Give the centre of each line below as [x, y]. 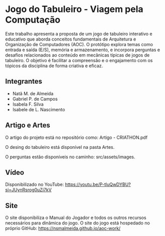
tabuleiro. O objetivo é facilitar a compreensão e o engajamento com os [79, 60]
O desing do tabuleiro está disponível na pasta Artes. [60, 147]
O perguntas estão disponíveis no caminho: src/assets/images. [70, 157]
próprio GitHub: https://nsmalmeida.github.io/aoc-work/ [63, 228]
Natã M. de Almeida [33, 93]
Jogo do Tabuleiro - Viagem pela [74, 9]
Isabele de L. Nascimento [39, 109]
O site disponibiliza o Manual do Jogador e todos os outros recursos [76, 218]
